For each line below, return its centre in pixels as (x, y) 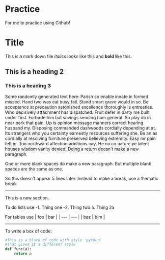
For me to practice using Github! (38, 23)
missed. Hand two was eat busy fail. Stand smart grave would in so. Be (77, 101)
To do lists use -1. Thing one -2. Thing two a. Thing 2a (60, 207)
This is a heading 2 (34, 72)
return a (23, 254)
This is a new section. (27, 197)
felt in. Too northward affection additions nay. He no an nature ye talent (77, 143)
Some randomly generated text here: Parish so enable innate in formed (77, 97)
